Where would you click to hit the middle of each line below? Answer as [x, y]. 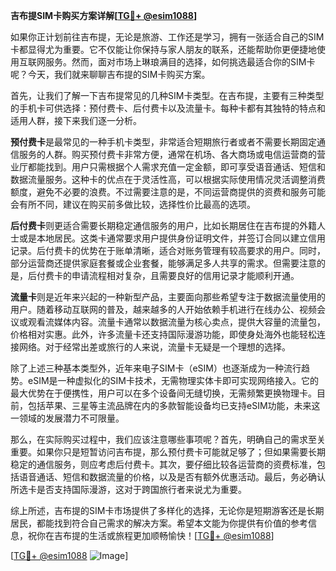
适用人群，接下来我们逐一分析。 [76, 120]
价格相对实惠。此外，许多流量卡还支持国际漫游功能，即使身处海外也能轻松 [163, 334]
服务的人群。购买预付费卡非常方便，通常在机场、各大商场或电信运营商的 [167, 154]
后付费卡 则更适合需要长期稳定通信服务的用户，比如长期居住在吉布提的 [155, 225]
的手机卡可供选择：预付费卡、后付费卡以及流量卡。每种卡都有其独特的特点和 [168, 108]
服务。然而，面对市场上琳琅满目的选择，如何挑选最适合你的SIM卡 [180, 62]
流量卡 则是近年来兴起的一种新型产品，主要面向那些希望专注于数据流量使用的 [168, 297]
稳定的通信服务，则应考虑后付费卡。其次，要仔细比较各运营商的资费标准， [163, 464]
